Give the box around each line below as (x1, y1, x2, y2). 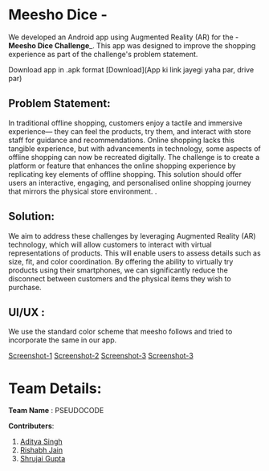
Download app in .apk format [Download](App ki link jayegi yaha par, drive (8, 64, 255, 74)
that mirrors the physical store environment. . (8, 186, 157, 196)
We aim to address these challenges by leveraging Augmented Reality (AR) (8, 231, 256, 240)
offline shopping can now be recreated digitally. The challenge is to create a (8, 152, 260, 162)
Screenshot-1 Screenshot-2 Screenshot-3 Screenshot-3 (8, 351, 194, 361)
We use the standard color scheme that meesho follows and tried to (8, 327, 233, 337)
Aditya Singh (19, 436, 63, 447)
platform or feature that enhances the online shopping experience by (8, 161, 236, 170)
